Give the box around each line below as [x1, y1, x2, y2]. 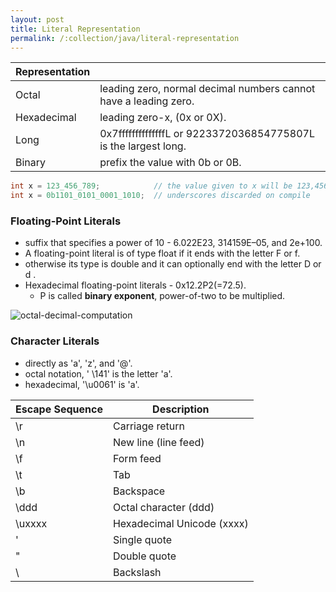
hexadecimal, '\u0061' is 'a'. [24, 378, 140, 390]
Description [152, 402, 210, 416]
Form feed [112, 451, 162, 465]
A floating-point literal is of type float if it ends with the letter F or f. [24, 247, 301, 260]
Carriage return [112, 419, 185, 433]
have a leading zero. [99, 94, 195, 108]
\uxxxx [15, 516, 48, 530]
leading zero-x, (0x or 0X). [99, 111, 227, 125]
